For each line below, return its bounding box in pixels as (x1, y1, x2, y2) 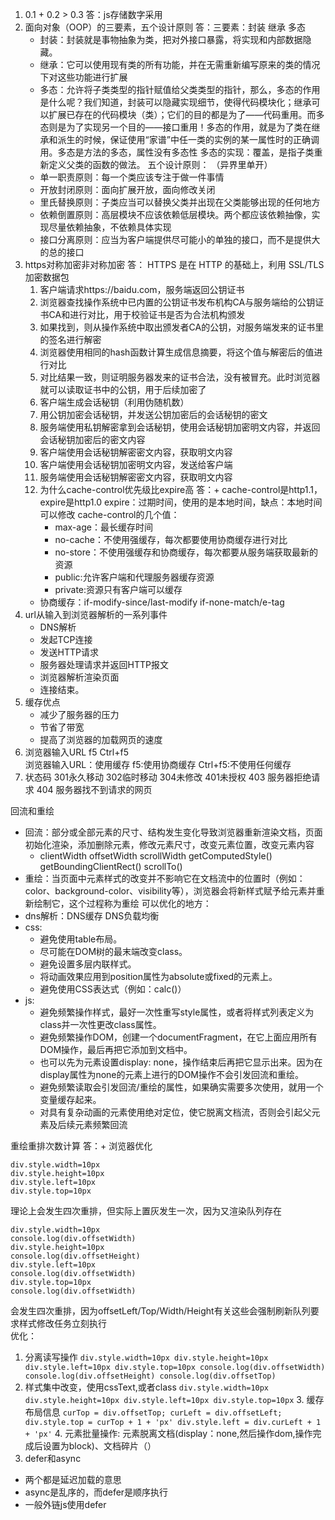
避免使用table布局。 (39, 933, 123, 945)
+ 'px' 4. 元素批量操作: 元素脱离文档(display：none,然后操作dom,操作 (24, 1428, 313, 1439)
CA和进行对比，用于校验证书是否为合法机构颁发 (48, 309, 246, 320)
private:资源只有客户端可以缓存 (54, 584, 183, 595)
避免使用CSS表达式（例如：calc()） (39, 983, 187, 995)
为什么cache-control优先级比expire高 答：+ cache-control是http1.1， (39, 484, 323, 495)
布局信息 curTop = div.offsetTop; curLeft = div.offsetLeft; (24, 1406, 283, 1418)
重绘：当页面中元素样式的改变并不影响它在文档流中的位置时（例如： (24, 873, 306, 884)
